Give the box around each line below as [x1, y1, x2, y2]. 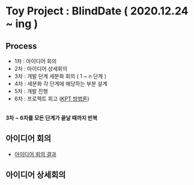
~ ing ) [5, 17, 38, 31]
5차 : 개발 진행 [14, 88, 49, 94]
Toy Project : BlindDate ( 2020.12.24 [5, 4, 189, 18]
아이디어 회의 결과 [14, 150, 56, 157]
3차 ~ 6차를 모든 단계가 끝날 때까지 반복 [5, 114, 98, 121]
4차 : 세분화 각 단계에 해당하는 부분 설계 [14, 80, 108, 87]
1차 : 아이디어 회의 [14, 58, 57, 64]
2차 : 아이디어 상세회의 [14, 65, 68, 72]
